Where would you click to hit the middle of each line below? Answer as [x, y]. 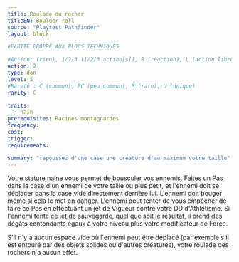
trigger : [20, 138]
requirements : [28, 145]
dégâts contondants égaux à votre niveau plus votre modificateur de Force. [118, 224]
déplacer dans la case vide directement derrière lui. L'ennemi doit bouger [115, 194]
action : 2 [22, 66]
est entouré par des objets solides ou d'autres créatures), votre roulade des [118, 245]
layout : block [28, 34]
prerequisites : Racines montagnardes [63, 119]
